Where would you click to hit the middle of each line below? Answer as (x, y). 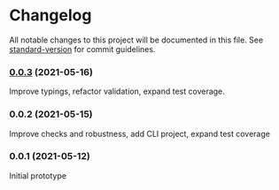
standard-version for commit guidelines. (82, 49)
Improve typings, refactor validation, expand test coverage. (117, 91)
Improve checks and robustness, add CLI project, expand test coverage (139, 133)
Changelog (50, 15)
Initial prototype (38, 175)
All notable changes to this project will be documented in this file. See (136, 40)
